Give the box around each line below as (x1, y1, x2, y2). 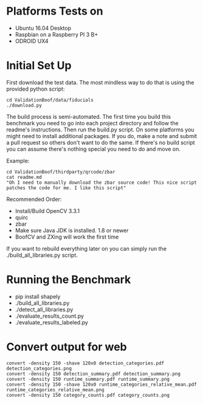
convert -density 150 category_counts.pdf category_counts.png (6, 392, 170, 398)
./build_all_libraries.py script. (6, 251, 78, 259)
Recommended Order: (6, 195, 62, 203)
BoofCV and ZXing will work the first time (15, 233, 119, 240)
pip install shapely (15, 293, 61, 300)
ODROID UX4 (15, 37, 49, 44)
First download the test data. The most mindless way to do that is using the (6, 78, 194, 86)
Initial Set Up (6, 59, 72, 72)
